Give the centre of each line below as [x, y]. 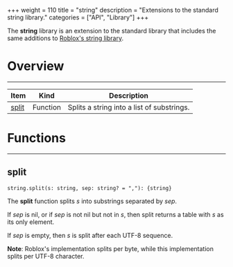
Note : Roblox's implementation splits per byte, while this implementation [110, 248]
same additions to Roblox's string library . [65, 38]
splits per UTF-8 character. [46, 256]
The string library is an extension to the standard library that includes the [112, 31]
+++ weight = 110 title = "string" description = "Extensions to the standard [113, 10]
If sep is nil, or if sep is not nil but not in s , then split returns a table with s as [115, 214]
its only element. [31, 222]
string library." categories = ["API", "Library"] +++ [78, 17]
